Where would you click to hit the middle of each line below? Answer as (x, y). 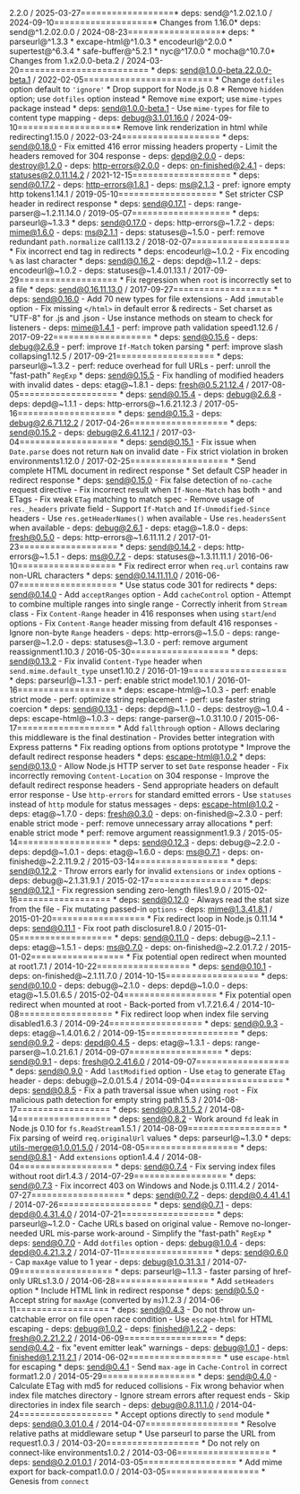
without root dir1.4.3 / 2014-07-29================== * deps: (133, 1176)
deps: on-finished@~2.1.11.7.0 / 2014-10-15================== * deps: (149, 976)
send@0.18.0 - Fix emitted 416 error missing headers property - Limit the (143, 146)
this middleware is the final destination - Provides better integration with (142, 738)
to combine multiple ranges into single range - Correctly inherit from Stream (148, 604)
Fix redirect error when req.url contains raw (206, 566)
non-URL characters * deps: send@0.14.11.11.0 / (96, 575)
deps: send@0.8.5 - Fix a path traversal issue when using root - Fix (133, 1090)
